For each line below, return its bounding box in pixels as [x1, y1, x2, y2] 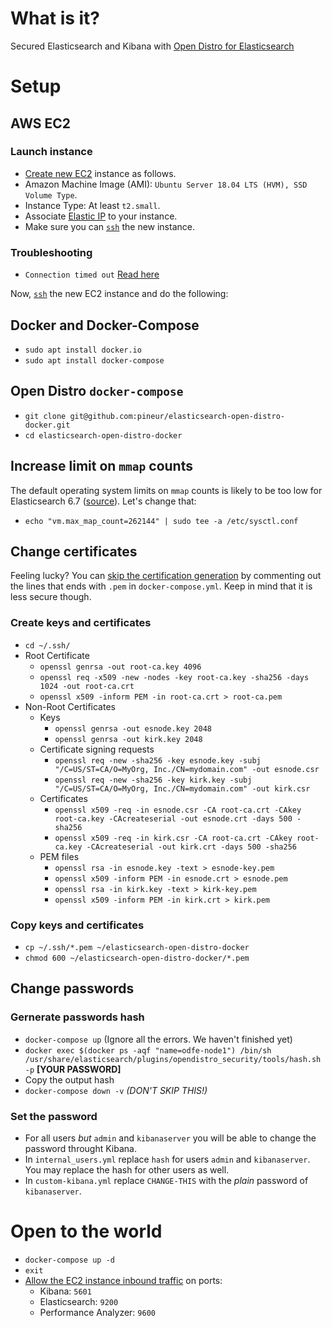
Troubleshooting [10, 245, 93, 259]
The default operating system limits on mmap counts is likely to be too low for [10, 484, 323, 496]
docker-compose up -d [24, 1255, 115, 1265]
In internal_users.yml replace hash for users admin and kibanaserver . [24, 1153, 311, 1165]
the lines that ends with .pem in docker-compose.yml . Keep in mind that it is [10, 580, 313, 592]
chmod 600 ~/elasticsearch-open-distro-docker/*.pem [24, 953, 250, 963]
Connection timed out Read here [24, 268, 160, 281]
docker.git [24, 420, 71, 430]
